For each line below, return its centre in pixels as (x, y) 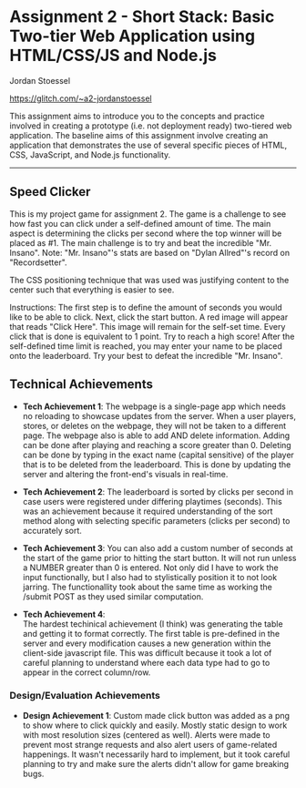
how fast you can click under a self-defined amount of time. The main (140, 223)
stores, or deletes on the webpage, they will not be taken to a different (154, 425)
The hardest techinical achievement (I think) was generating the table (153, 624)
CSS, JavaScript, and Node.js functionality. (90, 154)
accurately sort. (52, 530)
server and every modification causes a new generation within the (147, 643)
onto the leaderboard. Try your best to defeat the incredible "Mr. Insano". (146, 355)
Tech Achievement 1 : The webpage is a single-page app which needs (154, 406)
